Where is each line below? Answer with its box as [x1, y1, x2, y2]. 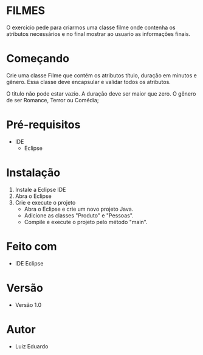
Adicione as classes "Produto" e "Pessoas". [24, 211, 134, 219]
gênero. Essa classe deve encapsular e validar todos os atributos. [6, 78, 171, 85]
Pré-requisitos [6, 118, 81, 132]
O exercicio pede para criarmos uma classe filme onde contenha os [6, 24, 176, 31]
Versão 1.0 [15, 301, 41, 308]
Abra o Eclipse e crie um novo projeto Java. [24, 205, 134, 213]
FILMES [6, 4, 46, 18]
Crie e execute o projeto [15, 199, 76, 206]
